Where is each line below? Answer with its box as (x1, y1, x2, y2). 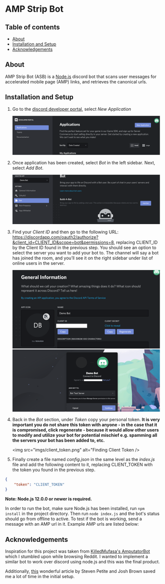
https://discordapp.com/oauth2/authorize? (12, 234, 99, 240)
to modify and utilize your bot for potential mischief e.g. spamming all (12, 432, 158, 438)
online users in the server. (12, 260, 65, 266)
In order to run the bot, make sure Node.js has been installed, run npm (5, 506, 145, 511)
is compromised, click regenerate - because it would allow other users (12, 427, 159, 432)
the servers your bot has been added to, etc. (12, 437, 105, 443)
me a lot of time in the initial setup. (5, 574, 75, 580)
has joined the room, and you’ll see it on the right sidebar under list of (12, 255, 153, 261)
